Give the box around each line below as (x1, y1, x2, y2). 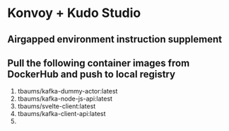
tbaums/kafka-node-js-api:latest (17, 94, 113, 103)
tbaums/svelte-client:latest (17, 102, 96, 110)
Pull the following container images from (7, 57, 190, 69)
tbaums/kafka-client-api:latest (17, 110, 106, 118)
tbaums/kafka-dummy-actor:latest (17, 87, 118, 96)
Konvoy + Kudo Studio (7, 5, 141, 21)
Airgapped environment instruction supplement (7, 33, 223, 45)
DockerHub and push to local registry (7, 68, 175, 80)
